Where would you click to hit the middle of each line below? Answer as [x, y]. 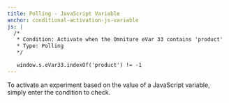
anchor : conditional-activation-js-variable [73, 20]
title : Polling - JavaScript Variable [64, 14]
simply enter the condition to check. [59, 92]
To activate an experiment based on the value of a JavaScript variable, [109, 85]
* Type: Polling [40, 46]
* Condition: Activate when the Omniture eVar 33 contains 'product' [120, 40]
